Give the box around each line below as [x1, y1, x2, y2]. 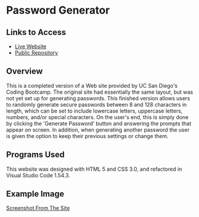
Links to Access [6, 27, 67, 37]
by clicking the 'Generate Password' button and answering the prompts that [6, 120, 192, 127]
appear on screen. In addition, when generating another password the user [6, 126, 190, 133]
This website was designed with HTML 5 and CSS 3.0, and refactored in [6, 165, 182, 173]
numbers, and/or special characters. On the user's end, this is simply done [6, 113, 189, 120]
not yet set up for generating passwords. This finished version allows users [6, 94, 190, 101]
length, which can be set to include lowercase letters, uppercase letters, [6, 107, 183, 114]
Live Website [14, 43, 47, 50]
